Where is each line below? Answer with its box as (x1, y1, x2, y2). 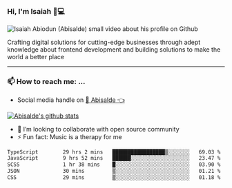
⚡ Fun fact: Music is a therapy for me (17, 132, 122, 140)
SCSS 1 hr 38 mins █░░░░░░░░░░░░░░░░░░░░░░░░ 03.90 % (7, 161, 221, 168)
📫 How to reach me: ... (7, 77, 86, 87)
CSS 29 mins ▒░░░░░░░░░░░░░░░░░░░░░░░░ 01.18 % (7, 174, 221, 181)
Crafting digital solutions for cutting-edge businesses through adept (7, 38, 201, 47)
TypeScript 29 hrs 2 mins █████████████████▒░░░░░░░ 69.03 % (7, 148, 221, 156)
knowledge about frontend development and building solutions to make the (7, 45, 221, 54)
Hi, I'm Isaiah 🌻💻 (7, 6, 66, 16)
